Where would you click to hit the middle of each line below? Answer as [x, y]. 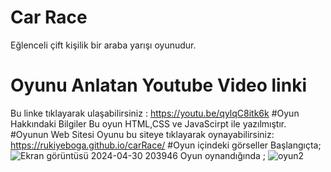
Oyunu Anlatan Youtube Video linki [158, 85]
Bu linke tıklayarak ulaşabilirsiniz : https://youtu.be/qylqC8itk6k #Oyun [155, 113]
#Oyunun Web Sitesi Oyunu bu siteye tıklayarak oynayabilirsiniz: [142, 134]
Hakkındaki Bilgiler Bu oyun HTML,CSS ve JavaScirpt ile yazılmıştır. [148, 123]
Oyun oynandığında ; [223, 155]
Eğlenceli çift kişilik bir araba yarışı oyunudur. [103, 45]
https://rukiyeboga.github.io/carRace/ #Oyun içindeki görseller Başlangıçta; [166, 145]
